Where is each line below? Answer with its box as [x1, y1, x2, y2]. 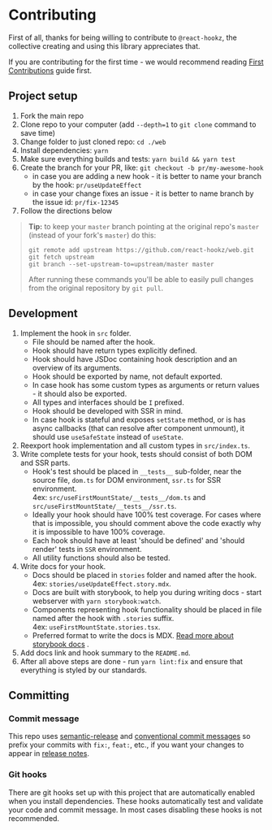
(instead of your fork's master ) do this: [28, 230, 157, 240]
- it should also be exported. [32, 389, 127, 398]
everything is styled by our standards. [19, 665, 148, 675]
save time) [19, 128, 55, 137]
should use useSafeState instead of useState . [32, 432, 184, 441]
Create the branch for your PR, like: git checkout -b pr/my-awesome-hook [19, 163, 264, 172]
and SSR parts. [19, 458, 71, 467]
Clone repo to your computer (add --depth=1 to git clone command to [19, 120, 257, 129]
